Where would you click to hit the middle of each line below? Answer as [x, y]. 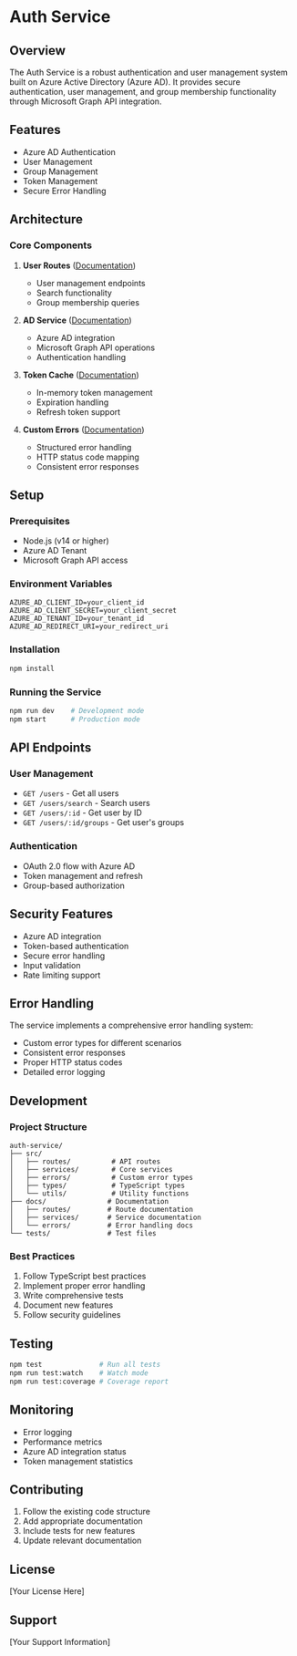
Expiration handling [72, 402]
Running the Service [56, 692]
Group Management [60, 171]
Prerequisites [40, 521]
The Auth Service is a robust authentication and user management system [149, 72]
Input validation [51, 965]
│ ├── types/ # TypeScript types [97, 1185]
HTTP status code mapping [87, 457]
